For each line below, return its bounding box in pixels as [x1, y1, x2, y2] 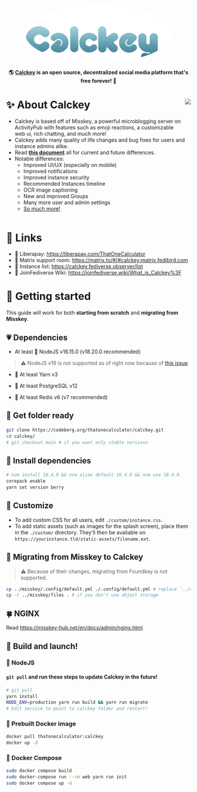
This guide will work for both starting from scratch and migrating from [6, 309, 179, 316]
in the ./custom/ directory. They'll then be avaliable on [14, 529, 146, 536]
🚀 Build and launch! [6, 641, 78, 651]
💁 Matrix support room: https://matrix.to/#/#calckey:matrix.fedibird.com [14, 257, 188, 264]
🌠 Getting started [6, 290, 91, 303]
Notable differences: [14, 155, 64, 162]
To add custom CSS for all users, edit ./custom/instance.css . [14, 516, 163, 523]
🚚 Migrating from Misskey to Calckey [6, 552, 144, 562]
